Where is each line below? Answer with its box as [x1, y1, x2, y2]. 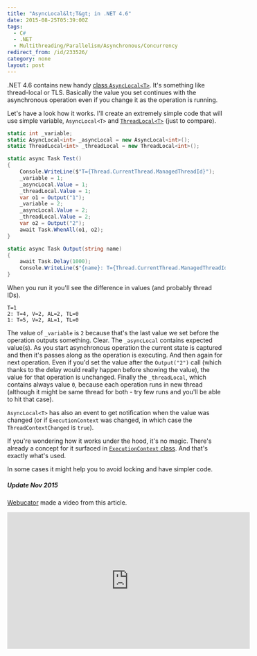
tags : [7, 23, 23, 30]
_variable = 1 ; [19, 174, 64, 181]
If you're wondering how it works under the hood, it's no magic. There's [7, 437, 212, 445]
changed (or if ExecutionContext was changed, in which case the [7, 416, 193, 424]
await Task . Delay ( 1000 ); [19, 258, 91, 265]
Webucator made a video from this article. [7, 498, 127, 507]
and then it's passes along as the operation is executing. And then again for [7, 351, 223, 359]
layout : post [7, 62, 45, 69]
